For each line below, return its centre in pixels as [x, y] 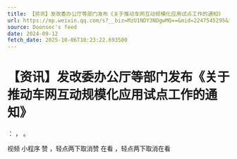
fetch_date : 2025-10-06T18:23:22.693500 [68, 40]
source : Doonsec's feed [42, 27]
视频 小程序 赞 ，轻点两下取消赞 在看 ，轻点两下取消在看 [89, 148]
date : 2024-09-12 [33, 34]
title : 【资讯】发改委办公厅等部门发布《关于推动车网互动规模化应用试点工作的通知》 [116, 14]
